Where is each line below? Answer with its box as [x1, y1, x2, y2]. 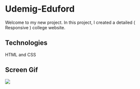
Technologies [5, 39, 48, 47]
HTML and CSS [5, 52, 36, 57]
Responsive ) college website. [5, 24, 66, 30]
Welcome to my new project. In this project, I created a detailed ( [5, 19, 136, 25]
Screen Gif [5, 66, 38, 74]
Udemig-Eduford [5, 3, 75, 15]
